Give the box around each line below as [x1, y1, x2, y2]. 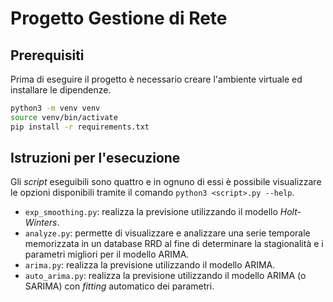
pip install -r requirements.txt [10, 122, 150, 132]
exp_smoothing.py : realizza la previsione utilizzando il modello [24, 206, 278, 218]
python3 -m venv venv [10, 103, 101, 113]
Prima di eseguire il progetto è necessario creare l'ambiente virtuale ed [10, 73, 303, 85]
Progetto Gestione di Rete [10, 7, 228, 30]
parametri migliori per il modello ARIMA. [24, 248, 190, 261]
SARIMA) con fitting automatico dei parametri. [24, 280, 215, 292]
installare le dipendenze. [10, 84, 112, 96]
